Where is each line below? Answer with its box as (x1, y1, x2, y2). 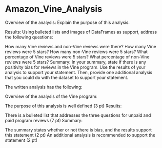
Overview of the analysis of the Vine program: (5, 93, 98, 99)
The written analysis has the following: (5, 84, 82, 90)
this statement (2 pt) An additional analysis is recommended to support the (5, 132, 156, 138)
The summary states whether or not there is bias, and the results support (5, 127, 152, 132)
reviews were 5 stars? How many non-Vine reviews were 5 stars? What (5, 49, 148, 55)
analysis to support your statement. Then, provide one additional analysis (5, 69, 153, 75)
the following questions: (5, 34, 54, 40)
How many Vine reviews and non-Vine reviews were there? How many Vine (5, 43, 157, 49)
